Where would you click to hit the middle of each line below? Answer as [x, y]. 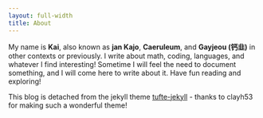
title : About [30, 23]
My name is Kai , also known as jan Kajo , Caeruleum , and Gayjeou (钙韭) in [132, 47]
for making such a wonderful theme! [68, 105]
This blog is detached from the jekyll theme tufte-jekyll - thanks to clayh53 [131, 96]
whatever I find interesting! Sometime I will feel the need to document [122, 64]
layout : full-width [41, 16]
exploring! [25, 81]
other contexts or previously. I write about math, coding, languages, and [126, 56]
